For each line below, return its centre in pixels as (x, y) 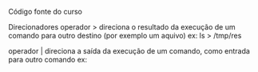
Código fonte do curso (45, 12)
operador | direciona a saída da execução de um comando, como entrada (129, 51)
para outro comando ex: (48, 60)
